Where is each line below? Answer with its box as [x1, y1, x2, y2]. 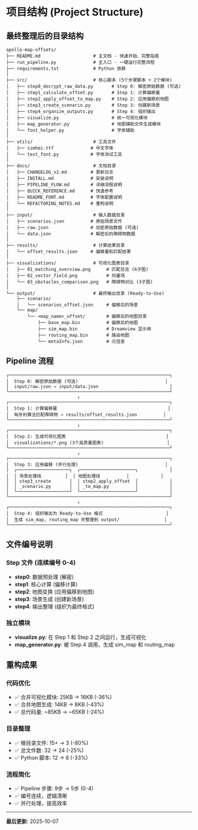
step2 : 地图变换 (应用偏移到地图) [14, 588, 94, 595]
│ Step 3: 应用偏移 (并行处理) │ [6, 461, 168, 467]
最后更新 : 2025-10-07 [6, 818, 59, 825]
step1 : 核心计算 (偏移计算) [14, 580, 78, 587]
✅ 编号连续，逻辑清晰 [14, 792, 68, 799]
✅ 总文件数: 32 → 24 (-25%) [14, 747, 84, 754]
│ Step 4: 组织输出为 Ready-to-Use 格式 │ [6, 510, 169, 516]
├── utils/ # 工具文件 [6, 139, 117, 145]
